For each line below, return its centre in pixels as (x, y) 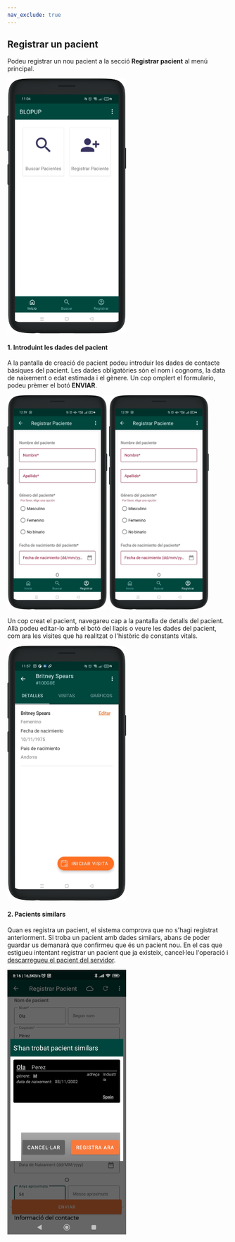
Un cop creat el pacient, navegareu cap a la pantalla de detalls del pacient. (115, 620)
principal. (21, 69)
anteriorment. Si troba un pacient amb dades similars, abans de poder (109, 937)
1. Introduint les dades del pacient (57, 347)
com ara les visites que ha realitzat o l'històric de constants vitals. (103, 636)
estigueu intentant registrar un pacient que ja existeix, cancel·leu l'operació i (118, 952)
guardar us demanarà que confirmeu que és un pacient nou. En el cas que (115, 945)
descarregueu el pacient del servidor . (62, 960)
